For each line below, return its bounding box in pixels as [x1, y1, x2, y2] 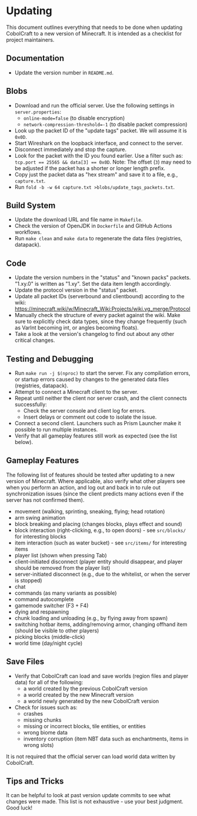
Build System [6, 200, 56, 210]
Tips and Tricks [6, 776, 64, 786]
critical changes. [14, 337, 55, 344]
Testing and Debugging [6, 354, 94, 364]
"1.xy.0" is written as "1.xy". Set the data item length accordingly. [14, 280, 172, 288]
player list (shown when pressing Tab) [14, 551, 107, 559]
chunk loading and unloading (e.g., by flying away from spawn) [14, 614, 168, 621]
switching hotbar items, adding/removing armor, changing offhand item [14, 621, 188, 628]
